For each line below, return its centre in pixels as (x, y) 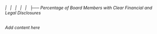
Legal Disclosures (23, 12)
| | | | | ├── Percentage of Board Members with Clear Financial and (79, 8)
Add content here (23, 28)
